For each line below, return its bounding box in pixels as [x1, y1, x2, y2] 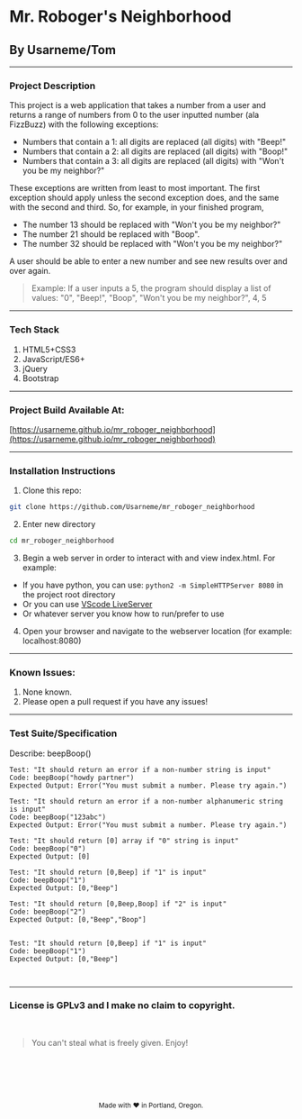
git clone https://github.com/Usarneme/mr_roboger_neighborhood [9, 503, 255, 512]
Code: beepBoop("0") [9, 844, 87, 853]
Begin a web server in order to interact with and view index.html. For [22, 552, 276, 563]
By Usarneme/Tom [9, 42, 117, 58]
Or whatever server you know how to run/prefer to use [22, 608, 225, 619]
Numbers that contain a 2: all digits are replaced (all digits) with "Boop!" [22, 146, 289, 157]
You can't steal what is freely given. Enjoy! [31, 1037, 189, 1048]
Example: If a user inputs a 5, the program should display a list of [31, 283, 271, 294]
